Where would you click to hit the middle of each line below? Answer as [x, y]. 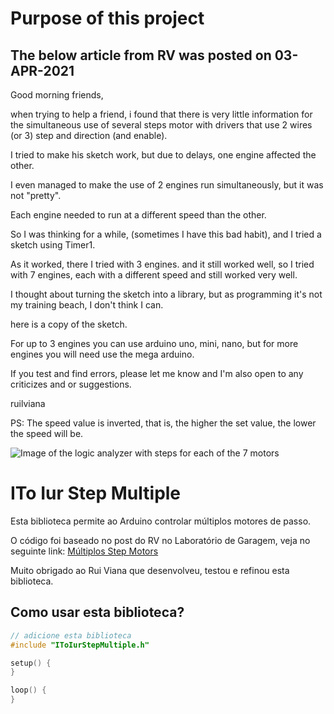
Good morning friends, [57, 95]
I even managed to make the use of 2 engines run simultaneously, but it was [167, 185]
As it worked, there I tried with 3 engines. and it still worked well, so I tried [162, 264]
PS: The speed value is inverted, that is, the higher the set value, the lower [163, 423]
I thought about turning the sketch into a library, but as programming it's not [166, 294]
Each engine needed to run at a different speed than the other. [138, 215]
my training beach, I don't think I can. [87, 305]
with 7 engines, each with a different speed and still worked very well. [154, 275]
